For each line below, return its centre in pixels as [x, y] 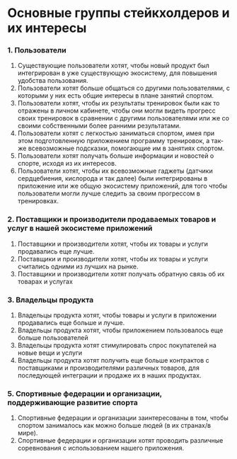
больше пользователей [53, 338]
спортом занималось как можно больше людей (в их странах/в [114, 426]
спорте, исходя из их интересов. [67, 164]
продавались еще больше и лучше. [71, 323]
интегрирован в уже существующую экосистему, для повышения [117, 73]
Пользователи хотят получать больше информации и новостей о [116, 156]
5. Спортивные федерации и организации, [85, 393]
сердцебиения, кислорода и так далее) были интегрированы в [112, 178]
